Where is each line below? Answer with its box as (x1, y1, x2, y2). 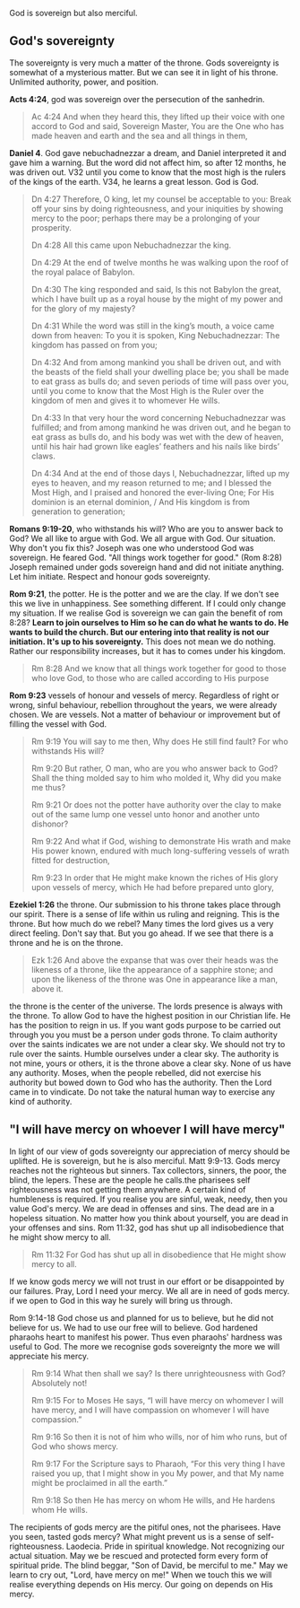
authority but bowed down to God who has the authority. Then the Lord (9, 1077, 272, 1088)
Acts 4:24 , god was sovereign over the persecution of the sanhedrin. (9, 93, 266, 104)
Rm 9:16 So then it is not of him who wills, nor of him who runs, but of (30, 1431, 288, 1442)
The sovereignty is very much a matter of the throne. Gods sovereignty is (9, 57, 279, 68)
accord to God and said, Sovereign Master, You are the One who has (30, 120, 285, 131)
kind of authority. (9, 1096, 73, 1106)
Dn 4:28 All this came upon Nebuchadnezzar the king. (30, 240, 232, 250)
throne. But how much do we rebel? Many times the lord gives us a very (9, 918, 274, 929)
